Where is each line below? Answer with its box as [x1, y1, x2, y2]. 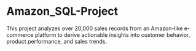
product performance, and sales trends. [6, 37, 108, 45]
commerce [6, 31, 34, 38]
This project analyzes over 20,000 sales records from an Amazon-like [6, 25, 183, 32]
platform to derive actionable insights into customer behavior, [34, 31, 190, 38]
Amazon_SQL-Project [6, 4, 119, 18]
